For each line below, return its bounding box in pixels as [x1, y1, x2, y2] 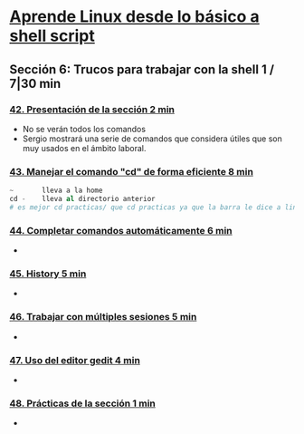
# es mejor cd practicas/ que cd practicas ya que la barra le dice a [9, 202, 281, 212]
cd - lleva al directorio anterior [9, 195, 156, 204]
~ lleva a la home [9, 186, 103, 196]
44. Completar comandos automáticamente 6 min [9, 224, 233, 236]
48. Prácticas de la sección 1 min [9, 397, 157, 410]
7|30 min [9, 75, 62, 92]
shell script [9, 25, 95, 46]
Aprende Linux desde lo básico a [9, 6, 260, 27]
